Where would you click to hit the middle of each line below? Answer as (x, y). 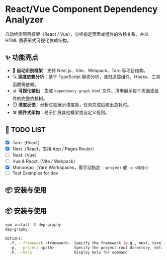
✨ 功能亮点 (22, 57)
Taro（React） (27, 142)
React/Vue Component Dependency (82, 9)
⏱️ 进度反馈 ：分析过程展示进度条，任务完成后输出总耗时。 (72, 104)
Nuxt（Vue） (26, 155)
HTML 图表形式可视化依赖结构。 (38, 40)
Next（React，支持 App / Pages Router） (54, 149)
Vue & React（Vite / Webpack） (45, 161)
